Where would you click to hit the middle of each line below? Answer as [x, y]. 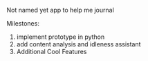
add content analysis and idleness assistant [78, 44]
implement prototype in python [61, 37]
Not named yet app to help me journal [61, 10]
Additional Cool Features [52, 52]
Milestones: [23, 23]
